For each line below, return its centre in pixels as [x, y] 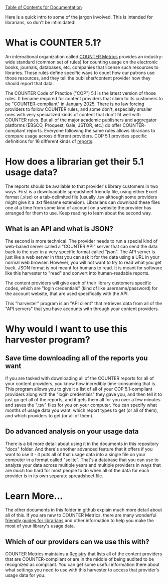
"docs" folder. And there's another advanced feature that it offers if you [79, 449]
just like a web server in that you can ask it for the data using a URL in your [82, 257]
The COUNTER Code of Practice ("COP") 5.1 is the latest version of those [81, 93]
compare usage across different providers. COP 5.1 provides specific [76, 136]
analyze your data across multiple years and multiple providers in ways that [83, 465]
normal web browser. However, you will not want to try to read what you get [83, 262]
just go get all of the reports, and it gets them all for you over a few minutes [83, 399]
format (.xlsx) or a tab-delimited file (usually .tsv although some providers [81, 197]
